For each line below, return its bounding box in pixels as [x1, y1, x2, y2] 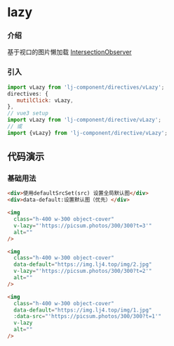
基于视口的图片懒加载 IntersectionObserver [7, 48, 132, 56]
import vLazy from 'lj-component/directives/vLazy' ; [7, 84, 165, 91]
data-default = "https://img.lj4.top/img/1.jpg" [13, 307, 152, 314]
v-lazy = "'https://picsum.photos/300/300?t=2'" [13, 268, 152, 275]
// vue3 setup [7, 110, 49, 117]
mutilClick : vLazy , [16, 96, 74, 104]
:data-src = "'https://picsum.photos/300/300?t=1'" [13, 313, 161, 320]
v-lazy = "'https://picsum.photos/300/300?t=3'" [13, 222, 152, 229]
